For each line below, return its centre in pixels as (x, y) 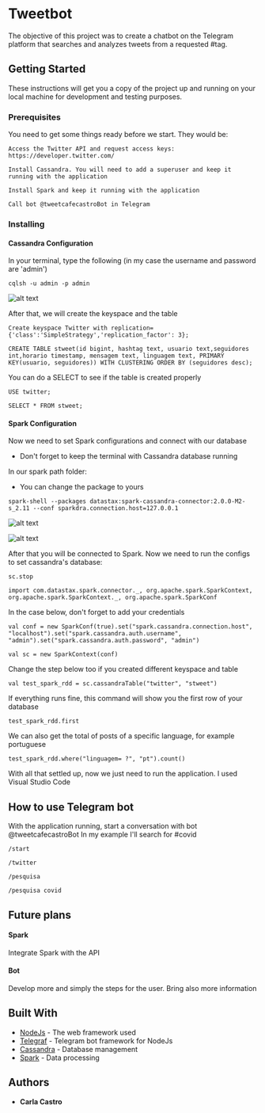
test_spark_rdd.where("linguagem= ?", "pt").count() (97, 759)
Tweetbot (40, 14)
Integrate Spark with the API (54, 952)
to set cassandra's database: (55, 562)
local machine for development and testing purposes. (95, 97)
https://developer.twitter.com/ (61, 156)
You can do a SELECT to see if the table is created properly (105, 378)
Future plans (40, 915)
